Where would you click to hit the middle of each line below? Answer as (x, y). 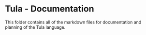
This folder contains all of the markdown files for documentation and (73, 22)
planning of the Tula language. (35, 27)
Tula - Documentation (50, 9)
